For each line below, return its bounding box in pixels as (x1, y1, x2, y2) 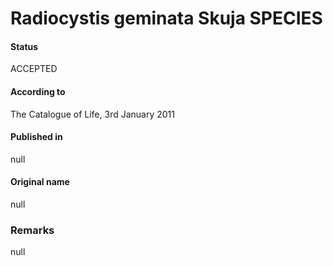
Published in (10, 131, 63, 143)
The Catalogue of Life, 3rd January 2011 (10, 108, 175, 120)
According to (10, 85, 66, 97)
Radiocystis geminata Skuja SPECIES (10, 7, 323, 30)
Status (10, 40, 39, 52)
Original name (10, 176, 70, 188)
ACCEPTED (10, 63, 58, 75)
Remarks (10, 223, 55, 237)
